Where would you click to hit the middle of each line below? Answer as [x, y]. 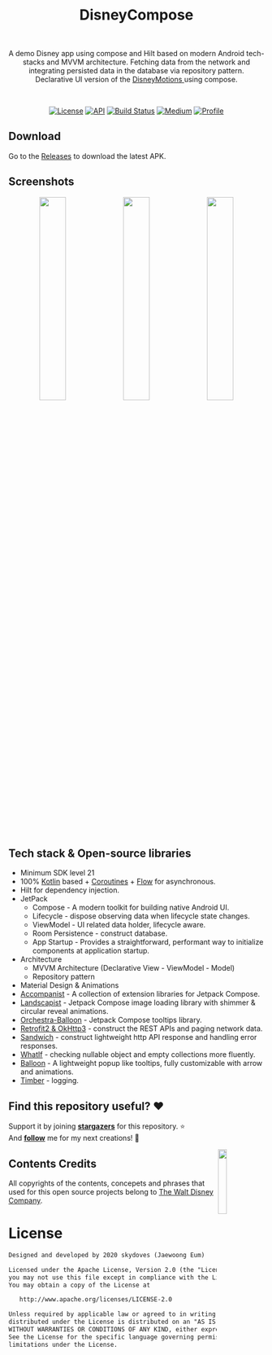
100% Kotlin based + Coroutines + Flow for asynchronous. [118, 882]
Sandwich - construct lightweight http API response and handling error [138, 1037]
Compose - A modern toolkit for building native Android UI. [131, 908]
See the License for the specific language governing [101, 1337]
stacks [34, 62]
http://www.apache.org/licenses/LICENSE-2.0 [96, 1300]
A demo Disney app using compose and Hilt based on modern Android [127, 53]
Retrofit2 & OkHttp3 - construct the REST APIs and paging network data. [141, 1028]
